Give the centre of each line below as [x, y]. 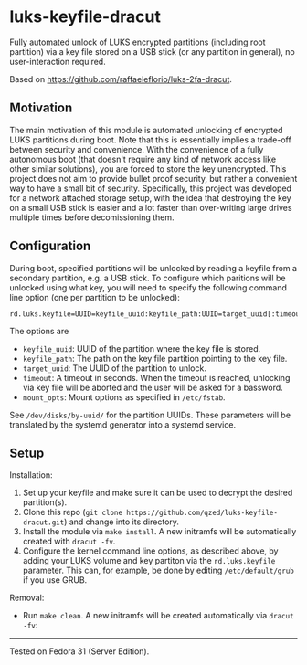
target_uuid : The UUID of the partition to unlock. [115, 368]
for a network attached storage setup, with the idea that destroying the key [150, 197]
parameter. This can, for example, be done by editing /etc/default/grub [158, 570]
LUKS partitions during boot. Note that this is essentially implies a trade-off [151, 140]
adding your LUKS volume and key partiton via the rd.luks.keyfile [149, 561]
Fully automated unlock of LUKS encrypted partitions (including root [138, 42]
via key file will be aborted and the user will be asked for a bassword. [153, 387]
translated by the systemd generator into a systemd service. [122, 424]
